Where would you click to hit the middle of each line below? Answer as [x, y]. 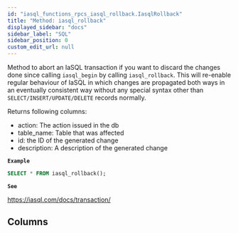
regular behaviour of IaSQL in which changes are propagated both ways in [116, 82]
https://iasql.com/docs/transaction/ [59, 200]
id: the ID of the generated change [68, 140]
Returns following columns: [47, 112]
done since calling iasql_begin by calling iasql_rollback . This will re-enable [119, 75]
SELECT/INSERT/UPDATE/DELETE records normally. [77, 98]
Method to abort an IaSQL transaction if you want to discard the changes [114, 67]
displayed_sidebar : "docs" [47, 27]
